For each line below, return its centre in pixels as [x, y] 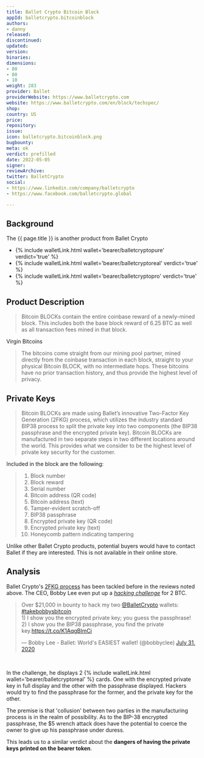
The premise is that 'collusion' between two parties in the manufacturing [97, 710]
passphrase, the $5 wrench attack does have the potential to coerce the [97, 723]
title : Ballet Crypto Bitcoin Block [53, 12]
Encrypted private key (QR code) [71, 521]
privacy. [31, 379]
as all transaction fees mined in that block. [74, 330]
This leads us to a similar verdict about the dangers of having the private [98, 742]
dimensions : [21, 63]
